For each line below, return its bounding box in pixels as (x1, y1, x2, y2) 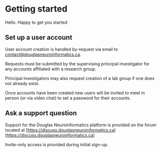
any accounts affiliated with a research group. (5, 66, 97, 72)
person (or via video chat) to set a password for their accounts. (5, 95, 131, 101)
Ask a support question (5, 109, 77, 117)
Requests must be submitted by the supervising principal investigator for (5, 61, 150, 66)
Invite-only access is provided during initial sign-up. (5, 141, 109, 147)
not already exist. (5, 80, 40, 86)
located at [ (5, 127, 28, 133)
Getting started (5, 3, 68, 15)
